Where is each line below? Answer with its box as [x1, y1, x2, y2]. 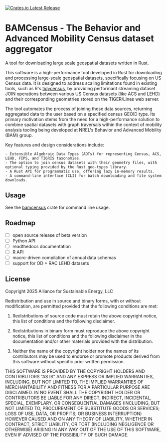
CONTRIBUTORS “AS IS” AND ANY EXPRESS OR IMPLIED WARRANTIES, [5, 373, 154, 379]
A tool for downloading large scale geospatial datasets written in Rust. [5, 60, 149, 66]
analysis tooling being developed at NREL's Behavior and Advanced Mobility [5, 127, 162, 133]
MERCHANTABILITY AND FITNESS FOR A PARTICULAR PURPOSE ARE [5, 384, 151, 390]
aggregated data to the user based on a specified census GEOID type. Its [5, 111, 156, 117]
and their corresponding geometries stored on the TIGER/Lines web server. [5, 96, 160, 102]
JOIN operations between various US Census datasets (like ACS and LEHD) [5, 91, 161, 97]
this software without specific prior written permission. [12, 358, 125, 364]
